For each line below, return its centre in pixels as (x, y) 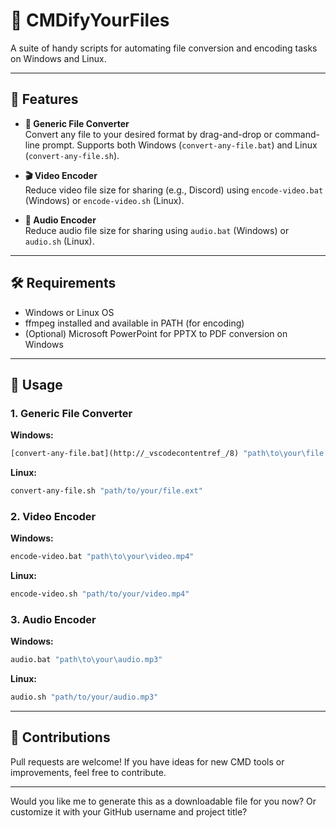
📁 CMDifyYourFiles (90, 20)
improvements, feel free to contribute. (88, 772)
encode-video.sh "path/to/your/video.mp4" (100, 594)
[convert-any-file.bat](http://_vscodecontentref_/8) (125, 454)
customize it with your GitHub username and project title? (129, 811)
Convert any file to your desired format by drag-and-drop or (148, 134)
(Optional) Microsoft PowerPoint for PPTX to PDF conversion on (156, 333)
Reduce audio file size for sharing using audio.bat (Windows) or (157, 230)
